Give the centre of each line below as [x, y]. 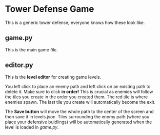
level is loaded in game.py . [32, 127]
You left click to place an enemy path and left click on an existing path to [78, 86]
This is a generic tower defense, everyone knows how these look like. [75, 22]
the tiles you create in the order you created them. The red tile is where [76, 97]
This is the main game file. [31, 49]
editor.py [19, 65]
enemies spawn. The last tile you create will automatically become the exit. [80, 102]
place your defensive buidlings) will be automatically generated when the [79, 122]
